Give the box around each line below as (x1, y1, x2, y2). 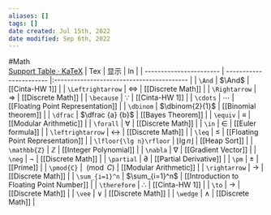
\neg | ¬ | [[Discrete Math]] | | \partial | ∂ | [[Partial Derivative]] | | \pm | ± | (8, 154, 259, 164)
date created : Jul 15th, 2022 (8, 27, 111, 35)
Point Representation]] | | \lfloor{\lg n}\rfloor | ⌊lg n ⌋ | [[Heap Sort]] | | (8, 135, 253, 146)
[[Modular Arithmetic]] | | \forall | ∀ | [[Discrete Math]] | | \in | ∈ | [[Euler (8, 118, 257, 128)
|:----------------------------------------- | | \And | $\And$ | (49, 75, 250, 85)
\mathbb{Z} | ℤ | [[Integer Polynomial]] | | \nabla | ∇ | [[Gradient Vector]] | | (8, 145, 257, 155)
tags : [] (8, 19, 38, 28)
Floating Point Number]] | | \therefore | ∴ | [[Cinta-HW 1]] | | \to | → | (8, 180, 241, 190)
